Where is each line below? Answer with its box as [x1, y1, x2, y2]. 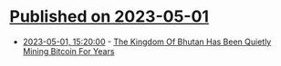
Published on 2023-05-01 [9, 6, 210, 27]
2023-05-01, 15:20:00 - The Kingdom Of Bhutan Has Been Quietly [22, 36, 272, 47]
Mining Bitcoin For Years [22, 45, 115, 56]
